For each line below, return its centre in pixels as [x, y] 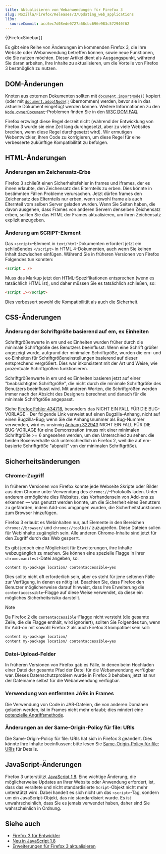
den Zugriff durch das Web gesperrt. [43, 538]
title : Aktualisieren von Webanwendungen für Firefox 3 [64, 10]
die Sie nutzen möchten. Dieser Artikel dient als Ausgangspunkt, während [80, 58]
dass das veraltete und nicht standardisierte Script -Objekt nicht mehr [76, 787]
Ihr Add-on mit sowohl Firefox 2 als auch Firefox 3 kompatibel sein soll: [78, 628]
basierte [14, 446]
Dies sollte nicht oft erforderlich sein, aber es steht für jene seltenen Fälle [80, 577]
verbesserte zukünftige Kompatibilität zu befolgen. [57, 142]
